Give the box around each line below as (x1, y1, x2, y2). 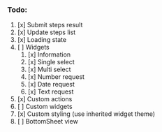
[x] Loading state (17, 36, 67, 44)
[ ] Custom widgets (17, 103, 73, 111)
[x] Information (27, 50, 71, 59)
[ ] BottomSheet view (17, 117, 78, 126)
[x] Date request (27, 80, 75, 89)
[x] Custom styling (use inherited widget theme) (17, 110, 156, 118)
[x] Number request (27, 73, 85, 81)
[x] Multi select (27, 65, 71, 74)
